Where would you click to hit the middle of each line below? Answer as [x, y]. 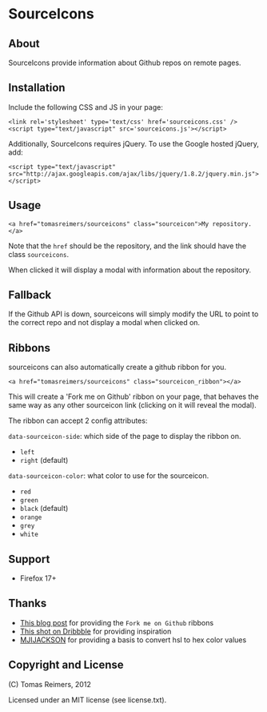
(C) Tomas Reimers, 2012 [50, 684]
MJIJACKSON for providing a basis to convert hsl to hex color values [133, 640]
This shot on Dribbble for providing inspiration [96, 631]
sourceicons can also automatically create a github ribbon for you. [117, 367]
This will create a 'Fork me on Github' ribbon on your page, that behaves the [133, 396]
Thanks [28, 603]
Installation [37, 88]
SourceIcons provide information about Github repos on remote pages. [125, 62]
